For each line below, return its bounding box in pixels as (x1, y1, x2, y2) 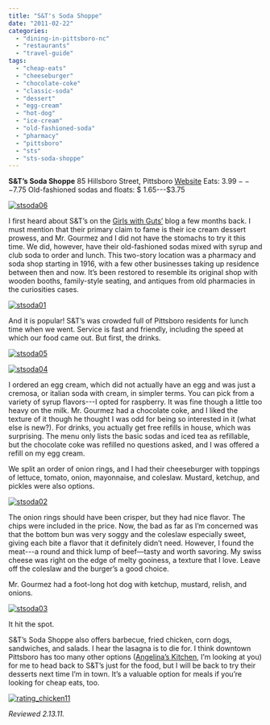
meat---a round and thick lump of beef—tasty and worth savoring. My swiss (8, 547, 262, 556)
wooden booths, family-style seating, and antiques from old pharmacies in (8, 276, 255, 286)
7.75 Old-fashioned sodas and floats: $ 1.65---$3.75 (13, 185, 185, 194)
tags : (8, 57, 27, 65)
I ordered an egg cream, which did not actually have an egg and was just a (8, 380, 256, 390)
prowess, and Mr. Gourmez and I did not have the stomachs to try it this (8, 233, 246, 243)
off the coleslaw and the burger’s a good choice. (8, 564, 169, 573)
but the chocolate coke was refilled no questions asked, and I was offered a (8, 440, 260, 450)
